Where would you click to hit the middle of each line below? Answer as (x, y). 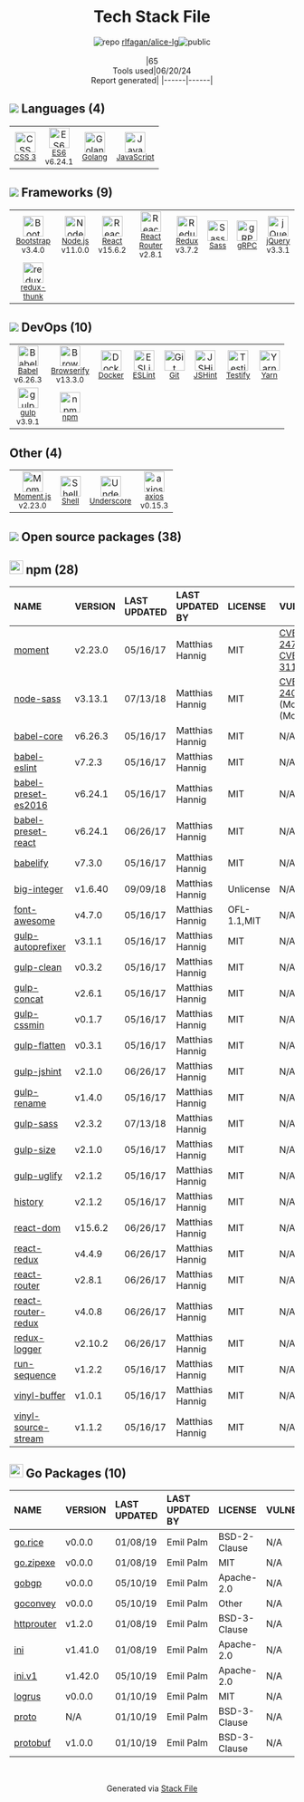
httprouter (35, 1624)
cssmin (29, 1025)
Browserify (71, 371)
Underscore (110, 501)
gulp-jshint (38, 1071)
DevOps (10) (57, 327)
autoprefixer (40, 947)
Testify (238, 375)
